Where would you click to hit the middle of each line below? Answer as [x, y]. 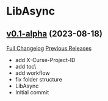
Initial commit [32, 92]
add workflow [32, 73]
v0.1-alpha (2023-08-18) [54, 34]
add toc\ [26, 66]
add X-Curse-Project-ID [45, 60]
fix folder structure [39, 79]
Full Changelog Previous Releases [49, 48]
